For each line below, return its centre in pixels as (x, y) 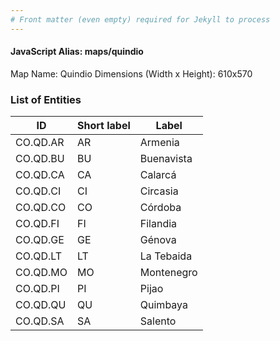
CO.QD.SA (40, 321)
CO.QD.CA (40, 175)
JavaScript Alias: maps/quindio (77, 52)
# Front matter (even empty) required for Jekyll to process (140, 19)
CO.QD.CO (41, 208)
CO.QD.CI (38, 191)
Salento (158, 321)
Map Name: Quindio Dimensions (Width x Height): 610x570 (131, 73)
